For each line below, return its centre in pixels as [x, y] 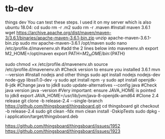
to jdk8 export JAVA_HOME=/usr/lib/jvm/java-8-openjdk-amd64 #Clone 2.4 [82, 95]
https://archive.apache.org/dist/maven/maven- [64, 32]
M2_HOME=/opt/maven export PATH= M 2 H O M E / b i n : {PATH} [65, 54]
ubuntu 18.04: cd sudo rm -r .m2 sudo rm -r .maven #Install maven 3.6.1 [78, 27]
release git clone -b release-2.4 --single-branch [54, 101]
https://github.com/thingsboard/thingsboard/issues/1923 [63, 131]
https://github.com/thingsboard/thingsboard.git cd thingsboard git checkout [82, 106]
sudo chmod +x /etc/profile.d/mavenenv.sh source [57, 64]
